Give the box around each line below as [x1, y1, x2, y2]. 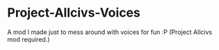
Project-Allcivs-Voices [7, 5, 140, 21]
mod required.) [7, 35, 50, 43]
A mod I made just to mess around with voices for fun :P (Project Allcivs [7, 28, 213, 36]
